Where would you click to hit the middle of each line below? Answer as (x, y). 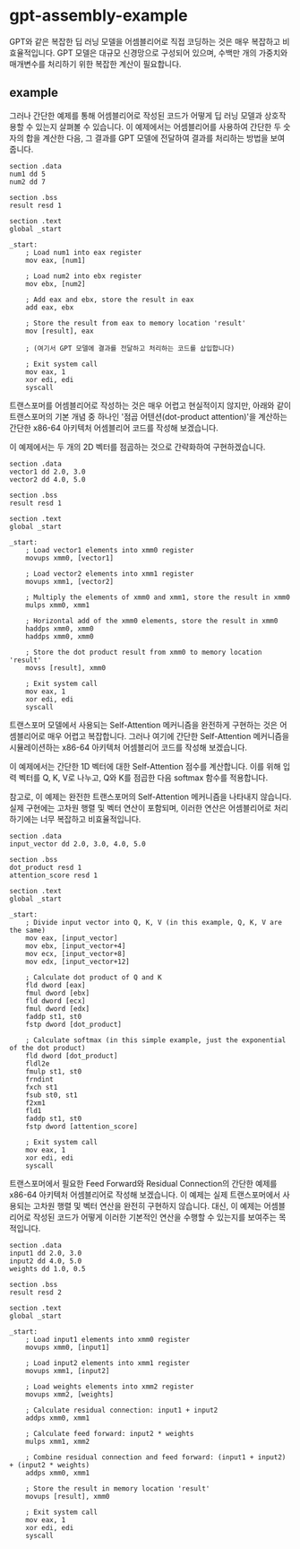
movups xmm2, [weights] (70, 1394)
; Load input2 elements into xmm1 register (108, 1363)
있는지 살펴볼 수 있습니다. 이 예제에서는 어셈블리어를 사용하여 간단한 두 (159, 126)
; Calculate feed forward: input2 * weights (110, 1433)
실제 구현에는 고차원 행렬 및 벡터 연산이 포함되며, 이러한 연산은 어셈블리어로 (141, 807)
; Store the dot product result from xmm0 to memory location (144, 652)
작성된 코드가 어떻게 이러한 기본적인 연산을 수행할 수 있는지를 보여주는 (155, 1217)
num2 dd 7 (28, 182)
